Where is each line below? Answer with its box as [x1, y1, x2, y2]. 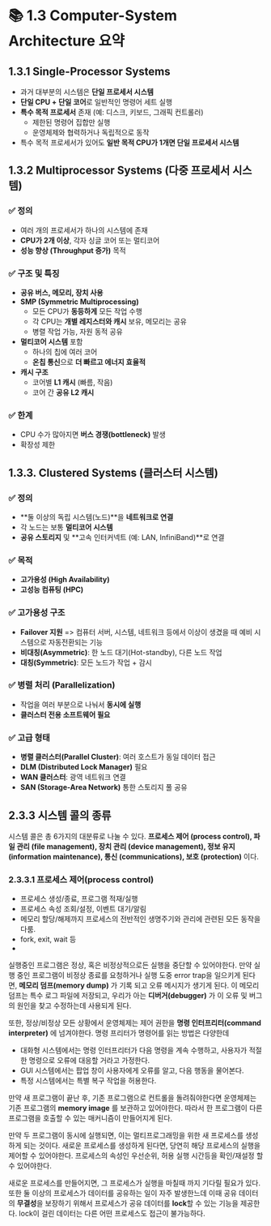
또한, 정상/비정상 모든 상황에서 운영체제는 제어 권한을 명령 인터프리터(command [8, 1018, 261, 1028]
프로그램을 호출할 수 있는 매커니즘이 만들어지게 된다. [8, 1113, 172, 1123]
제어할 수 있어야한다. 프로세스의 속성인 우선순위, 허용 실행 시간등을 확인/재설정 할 [8, 1151, 264, 1160]
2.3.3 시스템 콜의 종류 [8, 808, 112, 822]
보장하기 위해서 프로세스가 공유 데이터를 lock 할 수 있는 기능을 [44, 1198, 239, 1208]
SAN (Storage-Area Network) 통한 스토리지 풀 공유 [19, 782, 188, 792]
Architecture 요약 [8, 32, 125, 50]
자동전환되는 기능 [48, 637, 104, 647]
